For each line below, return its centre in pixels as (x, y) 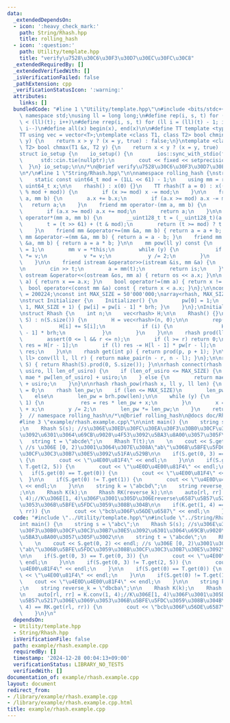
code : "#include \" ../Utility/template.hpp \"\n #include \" (99, 518)
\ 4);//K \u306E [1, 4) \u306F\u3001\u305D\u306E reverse (98, 498)
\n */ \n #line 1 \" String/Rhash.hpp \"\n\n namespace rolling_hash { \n (117, 173)
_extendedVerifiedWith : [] (52, 71)
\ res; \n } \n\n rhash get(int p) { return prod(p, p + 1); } (117, 352)
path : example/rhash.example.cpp (61, 645)
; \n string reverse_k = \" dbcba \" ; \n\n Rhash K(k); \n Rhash (121, 588)
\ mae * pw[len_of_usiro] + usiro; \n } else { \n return (116, 377)
